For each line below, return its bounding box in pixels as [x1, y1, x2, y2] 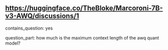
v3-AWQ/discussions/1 [5, 12, 79, 20]
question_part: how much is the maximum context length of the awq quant [5, 34, 159, 40]
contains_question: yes [5, 25, 53, 31]
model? [5, 40, 21, 46]
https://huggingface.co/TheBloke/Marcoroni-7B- [5, 4, 163, 12]
